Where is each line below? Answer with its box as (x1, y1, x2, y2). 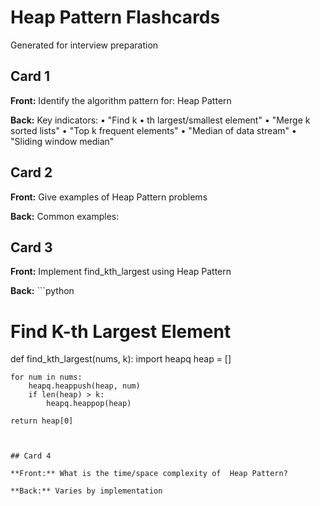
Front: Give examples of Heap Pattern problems (10, 191, 208, 203)
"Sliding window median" (10, 135, 115, 147)
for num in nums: (10, 372, 83, 383)
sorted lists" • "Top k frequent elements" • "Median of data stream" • (10, 124, 297, 136)
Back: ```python (10, 285, 75, 297)
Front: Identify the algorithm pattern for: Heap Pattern (10, 94, 232, 106)
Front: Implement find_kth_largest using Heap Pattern (10, 266, 232, 278)
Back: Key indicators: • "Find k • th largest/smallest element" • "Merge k (10, 114, 311, 126)
